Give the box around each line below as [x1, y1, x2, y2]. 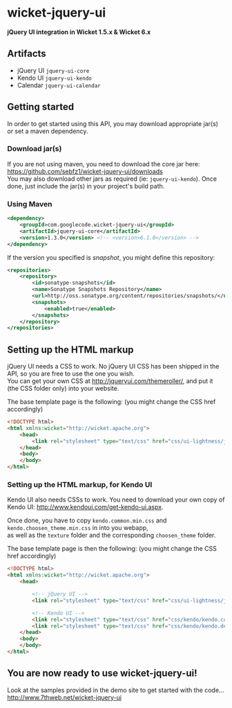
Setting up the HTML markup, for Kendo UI [7, 480, 153, 490]
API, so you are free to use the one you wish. [7, 369, 135, 378]
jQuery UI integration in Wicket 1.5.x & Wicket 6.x [7, 28, 151, 36]
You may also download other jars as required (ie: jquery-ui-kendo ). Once [7, 175, 217, 183]
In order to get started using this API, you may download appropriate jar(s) [7, 119, 219, 127]
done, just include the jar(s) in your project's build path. [7, 182, 165, 190]
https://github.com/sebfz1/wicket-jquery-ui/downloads [7, 167, 164, 175]
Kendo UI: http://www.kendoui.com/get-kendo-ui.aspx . [7, 503, 164, 511]
